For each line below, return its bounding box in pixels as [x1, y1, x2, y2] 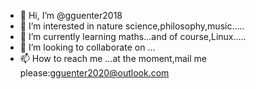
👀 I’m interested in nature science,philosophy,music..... [19, 20, 245, 32]
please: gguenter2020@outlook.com [19, 67, 170, 79]
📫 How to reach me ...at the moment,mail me [19, 53, 207, 64]
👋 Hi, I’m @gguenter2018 [19, 10, 123, 21]
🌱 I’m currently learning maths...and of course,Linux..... [19, 31, 247, 42]
